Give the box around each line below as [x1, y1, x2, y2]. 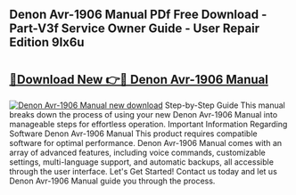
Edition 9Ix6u [9, 35, 85, 50]
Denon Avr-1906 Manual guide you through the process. [9, 175, 216, 186]
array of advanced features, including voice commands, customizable [9, 147, 266, 158]
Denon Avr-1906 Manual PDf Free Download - [9, 7, 267, 22]
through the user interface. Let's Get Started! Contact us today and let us [9, 167, 278, 176]
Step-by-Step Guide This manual [164, 100, 285, 110]
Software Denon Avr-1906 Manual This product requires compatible [9, 128, 258, 139]
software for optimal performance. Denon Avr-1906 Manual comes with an [9, 138, 283, 148]
